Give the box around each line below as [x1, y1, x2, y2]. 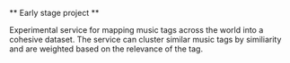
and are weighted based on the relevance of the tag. [9, 43, 204, 54]
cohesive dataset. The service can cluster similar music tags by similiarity [9, 35, 282, 44]
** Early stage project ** [9, 8, 100, 18]
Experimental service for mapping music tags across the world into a [9, 25, 264, 35]
